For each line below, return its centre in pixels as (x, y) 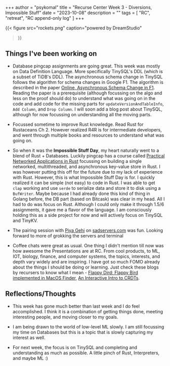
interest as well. (29, 338)
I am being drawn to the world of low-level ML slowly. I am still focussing (88, 326)
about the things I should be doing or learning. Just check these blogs (86, 267)
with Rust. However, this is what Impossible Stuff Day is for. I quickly (84, 177)
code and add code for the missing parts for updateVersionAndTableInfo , (88, 104)
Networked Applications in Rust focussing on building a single (77, 161)
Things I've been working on (51, 54)
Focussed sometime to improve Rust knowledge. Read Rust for (78, 124)
